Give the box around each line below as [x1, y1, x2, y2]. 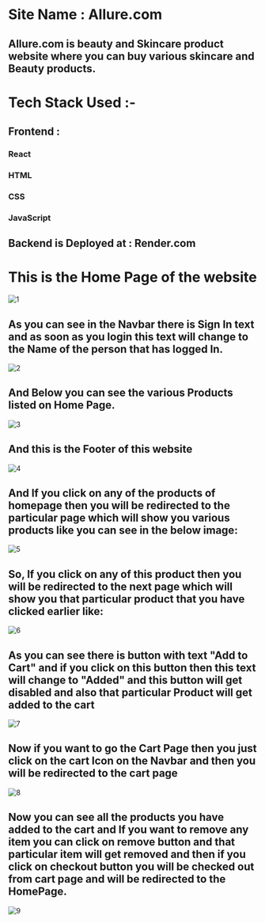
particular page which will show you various [8, 511, 231, 524]
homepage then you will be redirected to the [8, 499, 231, 512]
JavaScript [8, 212, 51, 223]
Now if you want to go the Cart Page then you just [8, 742, 257, 755]
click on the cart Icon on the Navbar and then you [8, 754, 256, 768]
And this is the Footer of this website [8, 443, 193, 456]
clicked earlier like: [8, 604, 104, 618]
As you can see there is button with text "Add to [8, 648, 248, 662]
